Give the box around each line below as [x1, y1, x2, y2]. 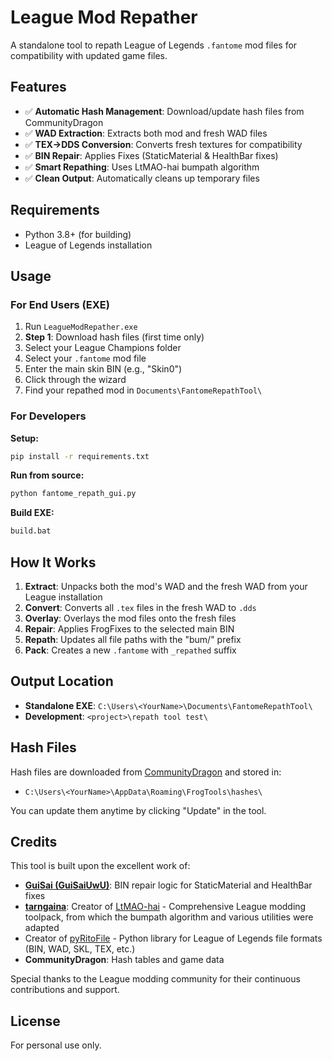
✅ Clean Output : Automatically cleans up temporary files [24, 172, 260, 184]
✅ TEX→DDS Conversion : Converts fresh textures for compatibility [24, 138, 303, 150]
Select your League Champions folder [24, 342, 182, 354]
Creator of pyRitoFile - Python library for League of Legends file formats [24, 932, 323, 945]
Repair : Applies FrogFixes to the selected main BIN [24, 622, 235, 635]
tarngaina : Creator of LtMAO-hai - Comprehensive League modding [24, 901, 307, 913]
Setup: [10, 432, 39, 444]
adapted [24, 922, 60, 934]
